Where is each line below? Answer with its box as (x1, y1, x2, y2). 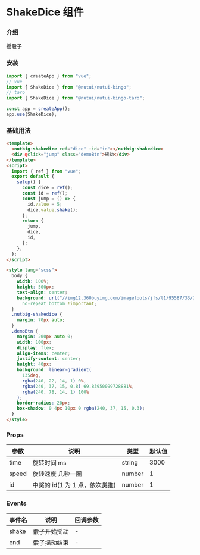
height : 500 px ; (17, 284, 55, 290)
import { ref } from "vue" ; (11, 168, 82, 174)
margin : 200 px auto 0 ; (17, 334, 73, 340)
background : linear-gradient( (17, 367, 92, 373)
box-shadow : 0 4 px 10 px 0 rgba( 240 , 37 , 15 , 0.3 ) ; (17, 406, 145, 412)
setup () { (17, 179, 42, 185)
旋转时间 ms (32, 459, 67, 467)
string (121, 459, 138, 467)
